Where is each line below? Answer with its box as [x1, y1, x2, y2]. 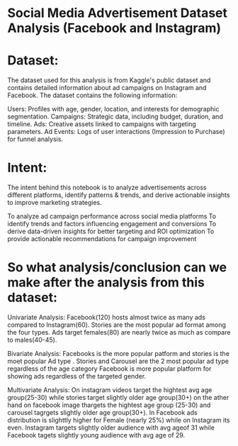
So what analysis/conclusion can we [7, 260, 227, 276]
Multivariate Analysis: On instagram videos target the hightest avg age [7, 386, 212, 394]
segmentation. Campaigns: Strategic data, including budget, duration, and [7, 112, 223, 121]
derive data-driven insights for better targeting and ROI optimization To [7, 227, 215, 235]
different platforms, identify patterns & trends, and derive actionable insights [7, 191, 230, 199]
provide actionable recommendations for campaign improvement [7, 235, 197, 243]
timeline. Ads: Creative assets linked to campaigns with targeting [7, 120, 196, 128]
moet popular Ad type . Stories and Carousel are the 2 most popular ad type [7, 357, 229, 365]
